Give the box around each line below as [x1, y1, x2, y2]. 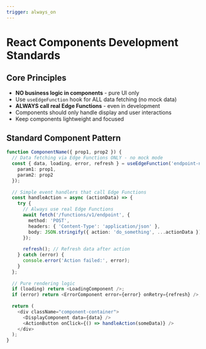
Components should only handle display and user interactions [15, 109, 172, 116]
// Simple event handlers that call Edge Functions [12, 189, 147, 195]
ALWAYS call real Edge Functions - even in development [15, 102, 161, 109]
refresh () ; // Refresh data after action [22, 246, 131, 252]
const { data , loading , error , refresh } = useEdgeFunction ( [12, 161, 172, 167]
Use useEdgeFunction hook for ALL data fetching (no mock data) [15, 96, 177, 103]
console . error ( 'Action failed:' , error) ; [22, 258, 131, 264]
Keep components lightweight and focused [15, 115, 124, 123]
